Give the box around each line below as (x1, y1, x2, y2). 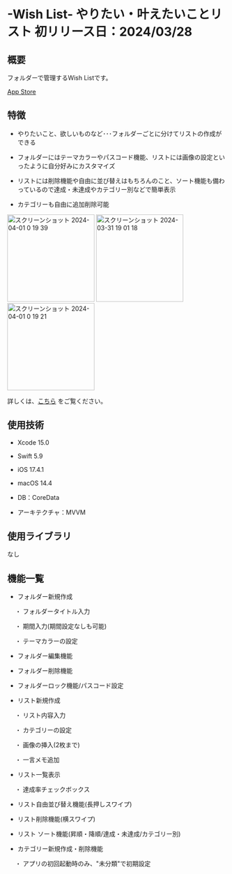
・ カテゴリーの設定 (15, 726, 72, 734)
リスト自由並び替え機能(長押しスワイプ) (17, 800, 132, 808)
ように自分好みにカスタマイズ (29, 161, 116, 170)
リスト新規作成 (17, 696, 61, 705)
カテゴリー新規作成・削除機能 (17, 845, 103, 853)
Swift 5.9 (17, 452, 43, 460)
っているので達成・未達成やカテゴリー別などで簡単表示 (17, 185, 176, 193)
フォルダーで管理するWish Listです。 (7, 74, 112, 82)
